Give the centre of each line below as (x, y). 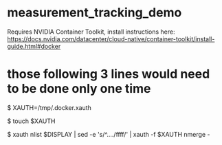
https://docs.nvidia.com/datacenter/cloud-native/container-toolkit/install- (111, 38)
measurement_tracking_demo (95, 13)
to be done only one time (79, 89)
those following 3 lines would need (109, 74)
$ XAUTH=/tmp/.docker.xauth (49, 107)
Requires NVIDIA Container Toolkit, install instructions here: (91, 32)
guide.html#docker (34, 46)
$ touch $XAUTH (31, 121)
